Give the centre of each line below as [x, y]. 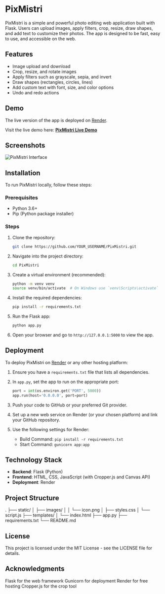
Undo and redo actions [36, 92]
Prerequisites [21, 198]
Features [19, 54]
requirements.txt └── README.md [41, 521]
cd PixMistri [26, 265]
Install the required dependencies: [47, 298]
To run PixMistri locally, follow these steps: [49, 185]
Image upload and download [41, 66]
